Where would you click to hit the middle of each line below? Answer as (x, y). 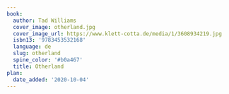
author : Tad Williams (45, 20)
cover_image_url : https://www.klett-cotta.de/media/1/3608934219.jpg (117, 34)
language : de (32, 47)
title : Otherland (39, 66)
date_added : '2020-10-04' (51, 80)
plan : (14, 73)
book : (14, 14)
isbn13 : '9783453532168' (49, 40)
